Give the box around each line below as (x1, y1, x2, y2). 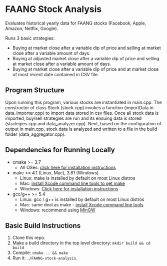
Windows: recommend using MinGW (19, 207, 96, 213)
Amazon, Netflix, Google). (5, 25, 58, 31)
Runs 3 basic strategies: (5, 35, 55, 41)
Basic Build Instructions (5, 221, 81, 230)
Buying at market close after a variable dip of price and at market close (12, 66, 159, 72)
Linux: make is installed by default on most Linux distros (19, 175, 135, 181)
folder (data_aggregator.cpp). (5, 131, 66, 137)
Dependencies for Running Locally (5, 146, 115, 154)
